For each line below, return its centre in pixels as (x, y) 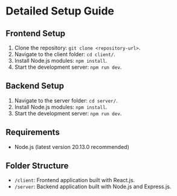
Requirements (33, 132)
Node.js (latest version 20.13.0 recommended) (72, 147)
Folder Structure (37, 166)
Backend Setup (35, 86)
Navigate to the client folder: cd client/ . (65, 54)
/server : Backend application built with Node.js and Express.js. (93, 187)
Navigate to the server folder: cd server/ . (66, 100)
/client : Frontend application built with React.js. (75, 180)
